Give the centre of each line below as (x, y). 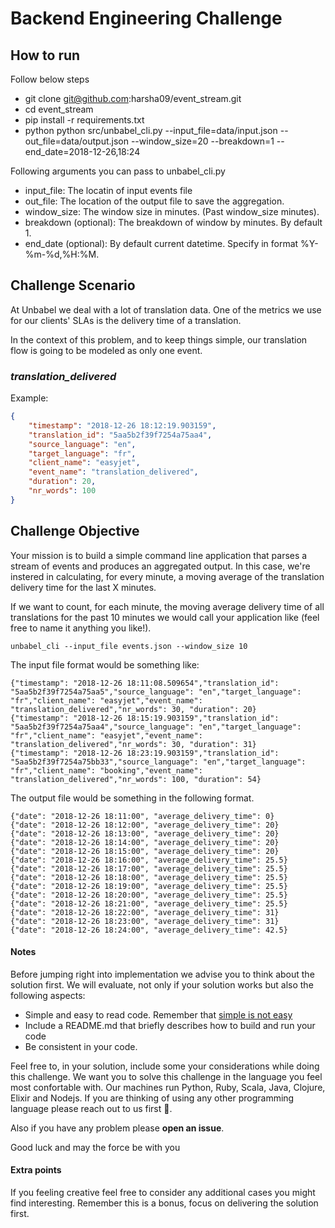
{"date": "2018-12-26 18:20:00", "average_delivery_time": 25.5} (149, 895)
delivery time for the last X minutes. (83, 587)
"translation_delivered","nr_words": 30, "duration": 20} (133, 709)
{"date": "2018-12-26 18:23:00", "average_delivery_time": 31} (145, 921)
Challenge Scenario (73, 285)
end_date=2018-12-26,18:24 (82, 151)
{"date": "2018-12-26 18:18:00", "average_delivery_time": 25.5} (149, 877)
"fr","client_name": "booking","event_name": (106, 770)
